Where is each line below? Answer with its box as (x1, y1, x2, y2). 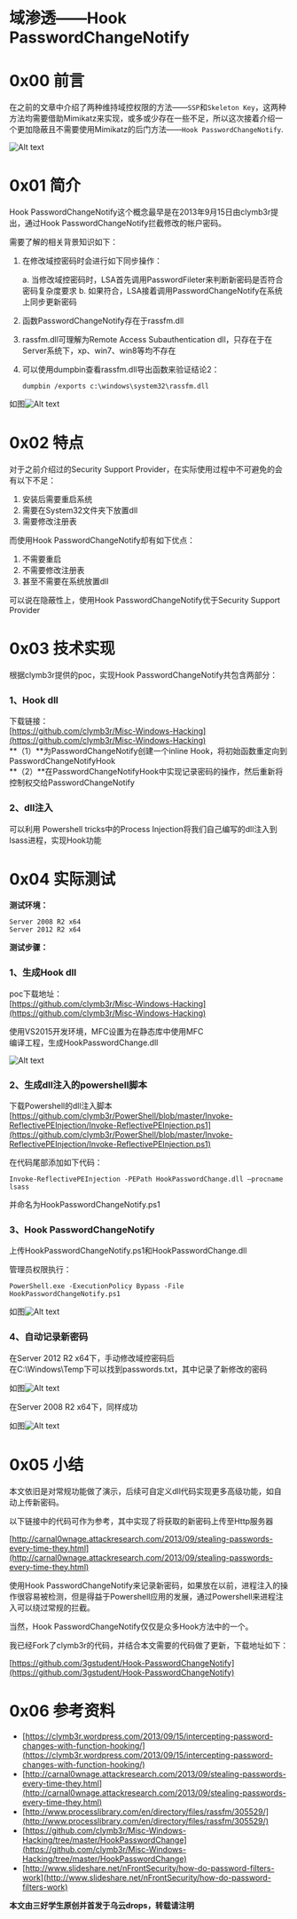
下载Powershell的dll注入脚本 (9, 1101, 113, 1112)
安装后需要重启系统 (21, 494, 93, 504)
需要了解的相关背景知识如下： (9, 237, 118, 248)
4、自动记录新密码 (9, 1331, 89, 1343)
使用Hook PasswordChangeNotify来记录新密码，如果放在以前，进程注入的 (9, 1580, 281, 1591)
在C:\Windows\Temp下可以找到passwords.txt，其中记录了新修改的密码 (9, 1364, 268, 1374)
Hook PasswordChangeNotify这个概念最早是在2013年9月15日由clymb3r (9, 207, 271, 217)
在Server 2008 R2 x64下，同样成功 (9, 1401, 138, 1412)
